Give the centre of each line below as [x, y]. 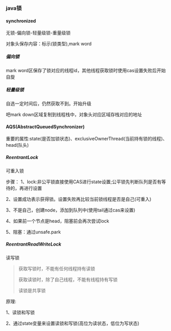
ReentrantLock [22, 157]
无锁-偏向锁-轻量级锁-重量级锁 [38, 33]
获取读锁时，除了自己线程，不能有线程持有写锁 [68, 280]
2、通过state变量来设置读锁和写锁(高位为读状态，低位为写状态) [73, 323]
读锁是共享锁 [32, 291]
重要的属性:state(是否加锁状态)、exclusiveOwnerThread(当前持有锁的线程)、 [87, 139]
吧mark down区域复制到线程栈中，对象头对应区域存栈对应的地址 [74, 115]
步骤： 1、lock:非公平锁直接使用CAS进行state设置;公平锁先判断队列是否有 [84, 182]
